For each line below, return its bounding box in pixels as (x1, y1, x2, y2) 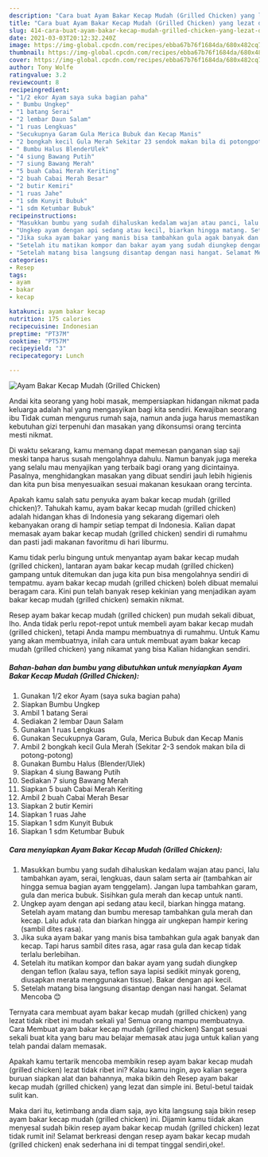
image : (9, 41, 31, 49)
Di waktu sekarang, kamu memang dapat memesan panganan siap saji (9, 445, 241, 455)
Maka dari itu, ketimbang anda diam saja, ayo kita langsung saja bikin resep (9, 1105, 257, 1116)
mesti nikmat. (9, 430, 53, 439)
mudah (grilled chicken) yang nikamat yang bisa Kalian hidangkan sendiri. (9, 645, 251, 653)
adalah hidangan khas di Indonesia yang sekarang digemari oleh (9, 512, 220, 521)
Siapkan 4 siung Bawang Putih (20, 767, 121, 777)
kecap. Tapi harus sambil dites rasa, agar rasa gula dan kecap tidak (20, 941, 242, 951)
